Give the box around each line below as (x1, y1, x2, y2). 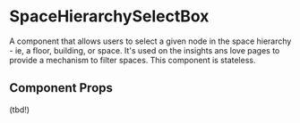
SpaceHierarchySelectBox (9, 6, 210, 27)
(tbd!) (9, 104, 30, 115)
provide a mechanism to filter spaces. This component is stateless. (9, 54, 256, 65)
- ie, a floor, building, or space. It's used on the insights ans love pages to (9, 45, 280, 55)
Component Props (9, 80, 114, 95)
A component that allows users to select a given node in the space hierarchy (9, 36, 292, 46)
